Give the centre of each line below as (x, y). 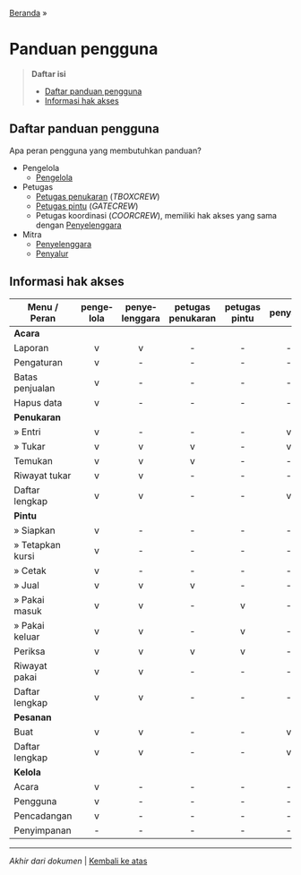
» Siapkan (34, 530)
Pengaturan (38, 362)
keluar (27, 637)
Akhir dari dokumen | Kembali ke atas (78, 861)
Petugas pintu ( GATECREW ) (87, 206)
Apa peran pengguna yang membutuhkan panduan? (105, 150)
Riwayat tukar (43, 476)
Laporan (31, 347)
